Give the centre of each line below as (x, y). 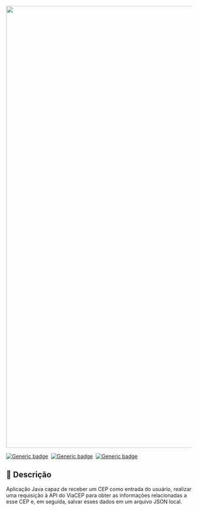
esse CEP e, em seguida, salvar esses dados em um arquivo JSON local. (94, 502)
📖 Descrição (29, 475)
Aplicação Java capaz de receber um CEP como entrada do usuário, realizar (99, 489)
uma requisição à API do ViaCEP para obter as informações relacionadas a (97, 495)
